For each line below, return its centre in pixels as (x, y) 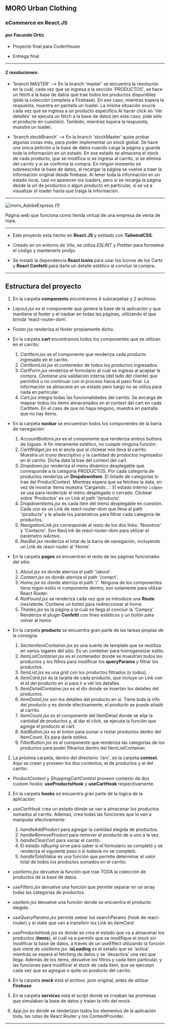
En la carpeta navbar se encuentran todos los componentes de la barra (87, 423)
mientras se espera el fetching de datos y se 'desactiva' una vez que (84, 954)
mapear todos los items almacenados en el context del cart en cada (91, 403)
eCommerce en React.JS (36, 23)
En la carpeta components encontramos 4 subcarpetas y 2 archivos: (84, 299)
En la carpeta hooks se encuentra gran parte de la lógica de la (78, 793)
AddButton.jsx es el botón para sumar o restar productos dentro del (91, 731)
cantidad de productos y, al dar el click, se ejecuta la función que (88, 721)
